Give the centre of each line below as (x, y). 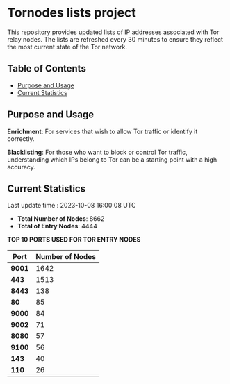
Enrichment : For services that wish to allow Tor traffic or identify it (102, 131)
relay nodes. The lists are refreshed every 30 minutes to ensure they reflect (115, 39)
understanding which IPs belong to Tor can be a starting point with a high (112, 159)
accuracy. (22, 167)
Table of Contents (47, 68)
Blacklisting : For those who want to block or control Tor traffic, (97, 152)
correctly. (21, 139)
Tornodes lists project (72, 13)
